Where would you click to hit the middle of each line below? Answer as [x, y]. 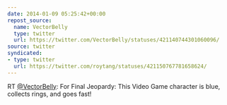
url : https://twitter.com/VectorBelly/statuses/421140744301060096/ [117, 40]
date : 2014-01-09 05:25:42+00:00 [57, 14]
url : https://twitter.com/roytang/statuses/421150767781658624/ [110, 66]
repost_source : [30, 20]
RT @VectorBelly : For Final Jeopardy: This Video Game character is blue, [114, 86]
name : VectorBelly [41, 27]
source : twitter [31, 47]
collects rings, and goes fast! [50, 94]
